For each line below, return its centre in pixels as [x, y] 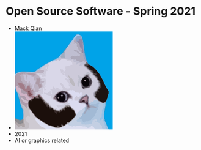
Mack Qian [28, 28]
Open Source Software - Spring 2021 [101, 11]
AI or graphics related [42, 140]
